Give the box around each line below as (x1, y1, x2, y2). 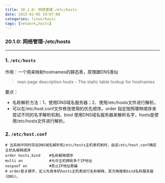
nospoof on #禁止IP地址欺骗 (5, 164, 78, 169)
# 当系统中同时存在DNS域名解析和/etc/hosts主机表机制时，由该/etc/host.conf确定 (5, 143, 157, 148)
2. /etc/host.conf (5, 130, 48, 137)
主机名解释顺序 (5, 148, 31, 153)
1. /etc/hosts (5, 57, 36, 64)
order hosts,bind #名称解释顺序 (5, 153, 74, 158)
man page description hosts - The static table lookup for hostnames (17, 78, 155, 84)
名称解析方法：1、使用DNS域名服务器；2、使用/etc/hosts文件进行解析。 (12, 99, 159, 105)
